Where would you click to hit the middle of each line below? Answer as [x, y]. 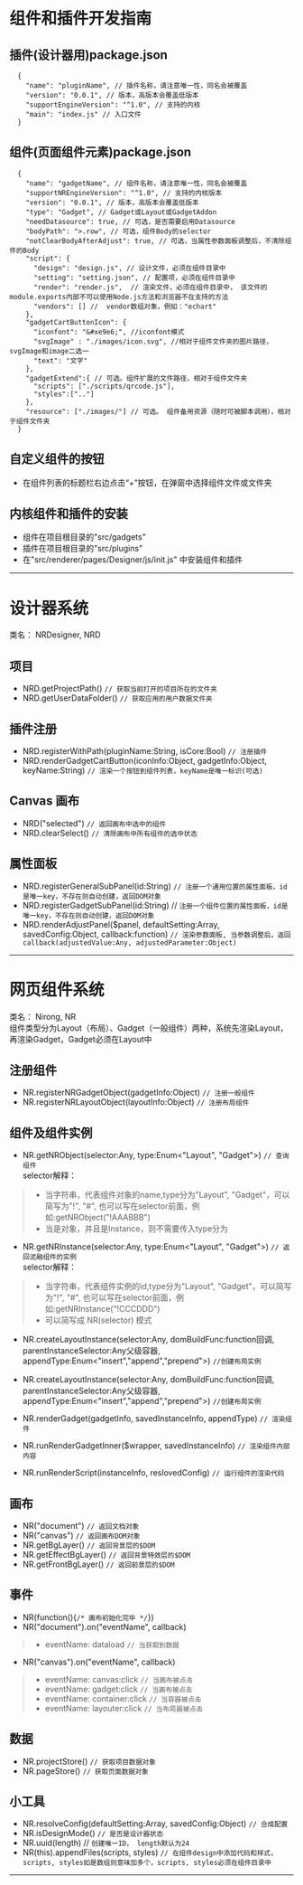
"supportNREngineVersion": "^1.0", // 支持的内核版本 [124, 193]
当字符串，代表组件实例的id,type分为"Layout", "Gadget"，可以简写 [168, 1287]
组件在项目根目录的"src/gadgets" [84, 537]
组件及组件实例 [51, 1132]
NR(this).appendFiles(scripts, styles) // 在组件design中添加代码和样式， [150, 1852]
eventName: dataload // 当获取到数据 [112, 1644]
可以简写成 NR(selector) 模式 [98, 1320]
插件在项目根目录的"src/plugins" [83, 549]
